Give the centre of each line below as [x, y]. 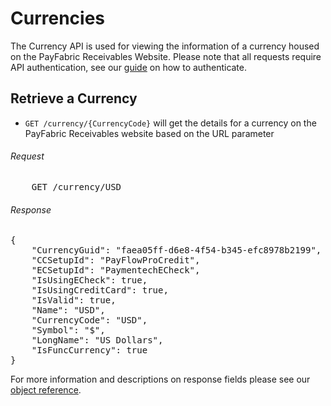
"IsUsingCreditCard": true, [100, 290]
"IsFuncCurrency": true [89, 350]
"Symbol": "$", [68, 330]
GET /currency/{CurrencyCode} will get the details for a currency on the [170, 123]
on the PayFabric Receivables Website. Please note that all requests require [166, 56]
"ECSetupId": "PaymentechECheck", [116, 270]
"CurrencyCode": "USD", [89, 320]
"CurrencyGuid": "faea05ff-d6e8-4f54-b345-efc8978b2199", [176, 250]
